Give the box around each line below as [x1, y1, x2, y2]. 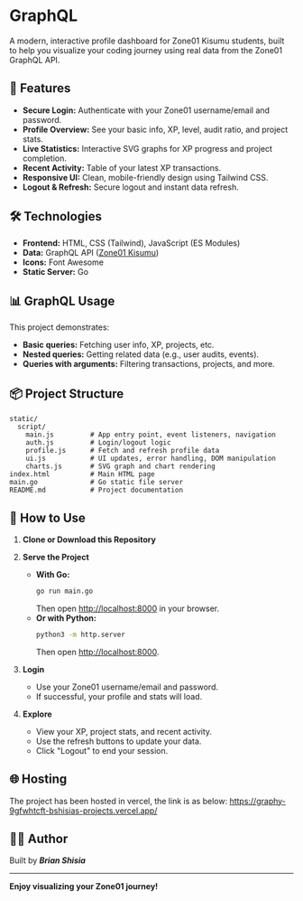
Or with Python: [35, 612, 96, 624]
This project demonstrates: [9, 322, 110, 333]
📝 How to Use [9, 510, 86, 525]
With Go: [35, 569, 70, 579]
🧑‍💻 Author [9, 831, 69, 846]
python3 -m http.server [35, 630, 126, 639]
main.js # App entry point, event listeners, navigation [25, 430, 277, 439]
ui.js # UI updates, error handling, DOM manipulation [25, 454, 277, 464]
